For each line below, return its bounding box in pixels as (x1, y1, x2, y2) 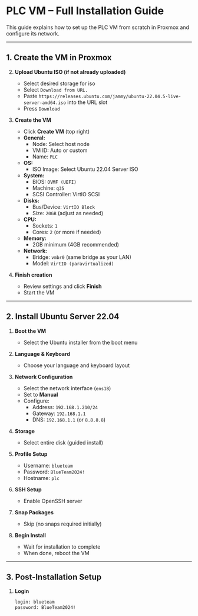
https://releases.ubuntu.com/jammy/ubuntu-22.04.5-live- (38, 93, 181, 99)
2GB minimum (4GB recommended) (32, 241, 120, 248)
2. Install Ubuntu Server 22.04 (6, 312, 120, 322)
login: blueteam (14, 599, 55, 605)
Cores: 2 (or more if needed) (32, 228, 101, 235)
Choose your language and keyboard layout (23, 362, 130, 369)
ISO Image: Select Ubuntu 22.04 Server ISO (32, 166, 138, 173)
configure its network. (6, 30, 60, 37)
